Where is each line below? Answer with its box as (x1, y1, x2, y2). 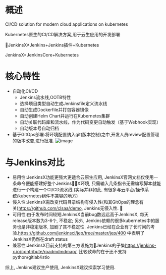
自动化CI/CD (12, 88, 38, 94)
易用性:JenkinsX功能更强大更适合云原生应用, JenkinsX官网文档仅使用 (12, 174, 154, 180)
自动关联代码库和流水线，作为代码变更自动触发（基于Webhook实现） (19, 119, 161, 125)
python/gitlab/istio (12, 254, 50, 260)
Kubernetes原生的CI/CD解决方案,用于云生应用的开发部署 (5, 31, 120, 37)
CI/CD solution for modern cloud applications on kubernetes (5, 21, 128, 27)
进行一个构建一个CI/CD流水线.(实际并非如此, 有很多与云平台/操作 (12, 186, 145, 192)
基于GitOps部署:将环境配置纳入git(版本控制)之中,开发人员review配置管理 (12, 131, 160, 137)
